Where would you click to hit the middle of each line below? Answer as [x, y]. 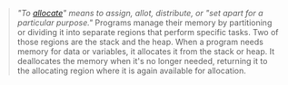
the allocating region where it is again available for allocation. [132, 71]
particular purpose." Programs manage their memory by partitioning [144, 23]
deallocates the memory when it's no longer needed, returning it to [142, 61]
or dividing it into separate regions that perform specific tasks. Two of [148, 32]
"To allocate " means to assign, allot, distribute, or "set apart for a [140, 13]
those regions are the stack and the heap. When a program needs [140, 42]
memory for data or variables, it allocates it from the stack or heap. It [146, 52]
